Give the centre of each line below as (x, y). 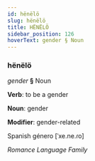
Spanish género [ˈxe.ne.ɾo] (46, 136)
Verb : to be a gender (38, 95)
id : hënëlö (23, 14)
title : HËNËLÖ (28, 27)
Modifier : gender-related (44, 123)
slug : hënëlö (27, 21)
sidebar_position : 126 (41, 34)
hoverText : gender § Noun (45, 41)
